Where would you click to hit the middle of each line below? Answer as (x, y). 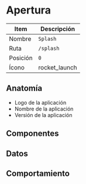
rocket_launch (58, 67)
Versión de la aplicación (43, 115)
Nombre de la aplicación (44, 109)
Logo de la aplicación (40, 102)
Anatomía (24, 88)
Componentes (33, 134)
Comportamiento (38, 173)
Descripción (57, 29)
